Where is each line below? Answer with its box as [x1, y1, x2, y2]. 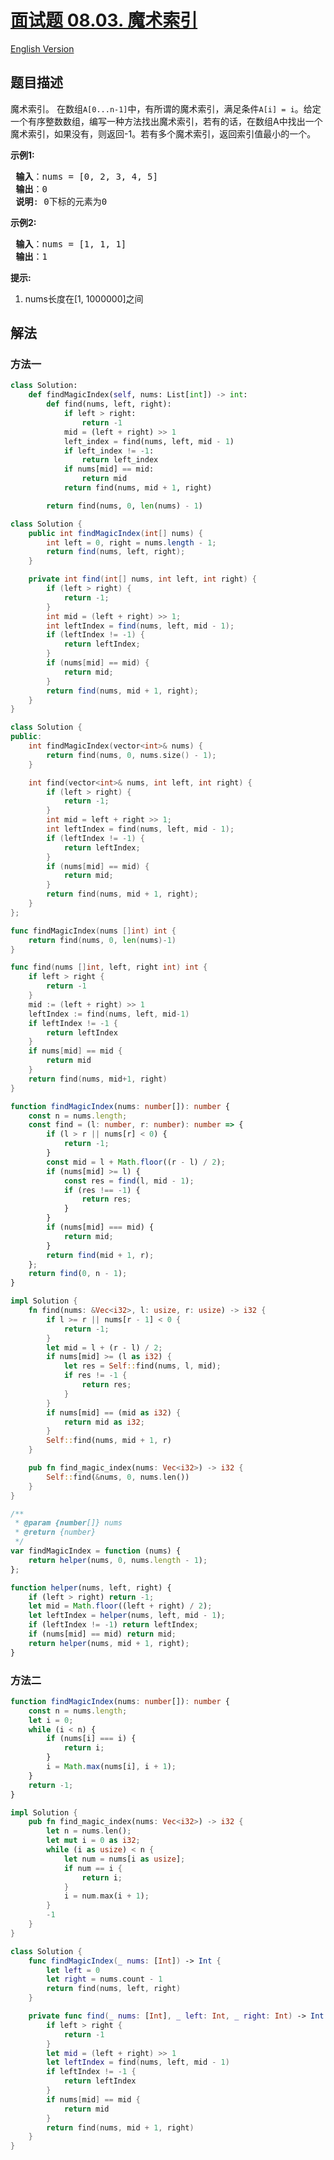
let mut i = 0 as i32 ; [46, 1836, 141, 1846]
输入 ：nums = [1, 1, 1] [15, 238, 127, 250]
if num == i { [63, 1863, 123, 1873]
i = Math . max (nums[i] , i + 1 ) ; [46, 1762, 177, 1772]
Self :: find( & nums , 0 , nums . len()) [46, 1472, 190, 1482]
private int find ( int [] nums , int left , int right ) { [28, 574, 257, 585]
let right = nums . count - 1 [46, 1974, 163, 1985]
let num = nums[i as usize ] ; [63, 1854, 186, 1864]
